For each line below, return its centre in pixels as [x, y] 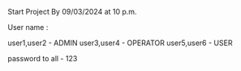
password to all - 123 [43, 58]
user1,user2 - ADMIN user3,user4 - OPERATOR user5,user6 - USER [120, 43]
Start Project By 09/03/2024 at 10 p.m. [72, 12]
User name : [28, 27]
